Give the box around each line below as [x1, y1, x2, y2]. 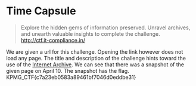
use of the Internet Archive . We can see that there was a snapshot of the [6, 61, 185, 68]
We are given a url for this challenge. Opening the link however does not [6, 48, 183, 55]
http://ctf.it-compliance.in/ [20, 36, 85, 44]
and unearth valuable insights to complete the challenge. [20, 30, 160, 37]
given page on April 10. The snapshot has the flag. [6, 67, 129, 74]
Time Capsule [6, 4, 76, 18]
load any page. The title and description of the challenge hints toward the [6, 54, 186, 62]
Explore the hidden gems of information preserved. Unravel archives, [20, 24, 191, 31]
